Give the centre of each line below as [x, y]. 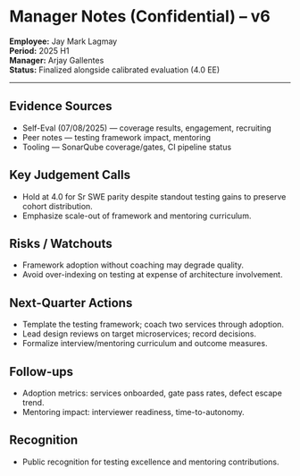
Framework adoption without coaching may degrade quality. [133, 265]
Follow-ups [42, 372]
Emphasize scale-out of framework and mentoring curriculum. [137, 216]
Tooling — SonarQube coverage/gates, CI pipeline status [127, 147]
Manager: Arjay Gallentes [57, 60]
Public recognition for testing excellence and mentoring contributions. [150, 462]
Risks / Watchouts [61, 243]
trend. [33, 403]
